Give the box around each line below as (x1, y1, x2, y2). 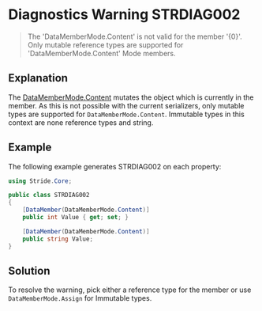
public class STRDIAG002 (8, 192, 90, 199)
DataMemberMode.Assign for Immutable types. (8, 294, 152, 303)
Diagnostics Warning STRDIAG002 (8, 6, 241, 24)
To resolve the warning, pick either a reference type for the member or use (8, 285, 252, 294)
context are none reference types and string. (8, 117, 154, 127)
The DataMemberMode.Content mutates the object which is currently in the (8, 93, 254, 102)
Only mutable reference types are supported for (27, 40, 184, 49)
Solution (8, 264, 51, 278)
